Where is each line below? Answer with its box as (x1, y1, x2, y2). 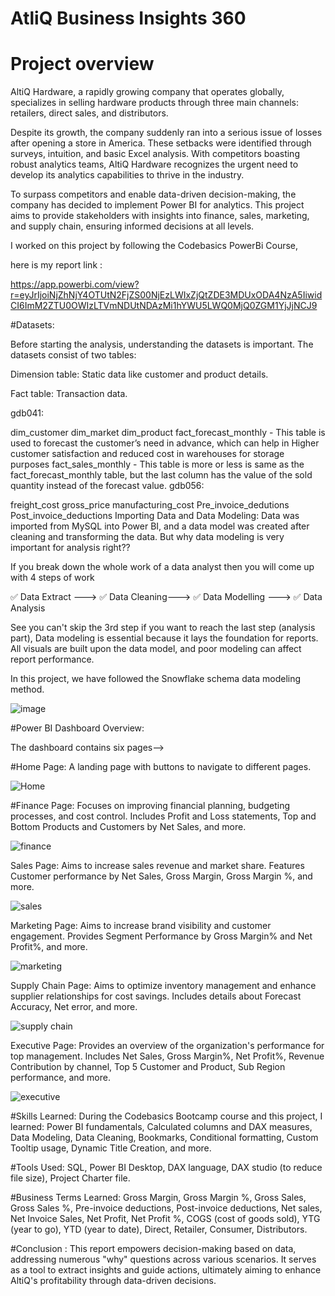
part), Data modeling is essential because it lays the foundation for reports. (10, 632, 319, 644)
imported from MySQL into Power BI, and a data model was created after (10, 520, 310, 532)
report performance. (10, 653, 95, 666)
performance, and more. (10, 1072, 111, 1084)
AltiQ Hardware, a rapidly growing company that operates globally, (10, 86, 285, 98)
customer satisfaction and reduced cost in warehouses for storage (10, 448, 285, 460)
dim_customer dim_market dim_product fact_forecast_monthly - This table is (10, 427, 326, 439)
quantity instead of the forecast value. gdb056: (10, 480, 205, 492)
